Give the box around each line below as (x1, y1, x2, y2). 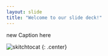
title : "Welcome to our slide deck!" (6, 15, 103, 21)
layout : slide (6, 9, 43, 15)
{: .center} (41, 43, 67, 51)
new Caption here (6, 31, 51, 38)
